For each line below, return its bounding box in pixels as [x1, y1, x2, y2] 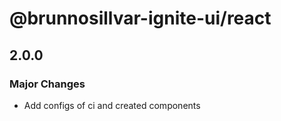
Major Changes [9, 77, 86, 91]
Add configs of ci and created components [23, 99, 201, 111]
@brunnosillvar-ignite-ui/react [9, 7, 272, 30]
